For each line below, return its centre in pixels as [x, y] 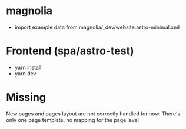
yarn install [28, 67]
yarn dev [25, 73]
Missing [26, 97]
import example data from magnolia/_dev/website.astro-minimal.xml [97, 27]
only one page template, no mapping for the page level [73, 120]
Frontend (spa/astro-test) [70, 51]
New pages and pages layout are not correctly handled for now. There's [93, 114]
